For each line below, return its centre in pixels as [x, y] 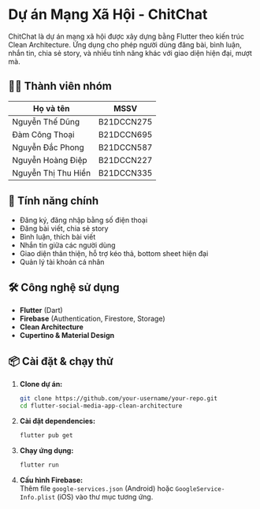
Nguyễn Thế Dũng [46, 121]
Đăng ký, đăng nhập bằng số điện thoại [84, 220]
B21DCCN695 [125, 134]
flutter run [39, 465]
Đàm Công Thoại [43, 134]
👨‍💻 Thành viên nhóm [60, 86]
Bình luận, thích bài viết [58, 236]
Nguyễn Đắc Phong [48, 147]
